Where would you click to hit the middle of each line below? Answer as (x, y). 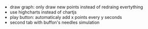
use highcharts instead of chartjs (43, 12)
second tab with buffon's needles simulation (55, 22)
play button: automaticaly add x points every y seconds (66, 17)
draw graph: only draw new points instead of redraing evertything (76, 7)
